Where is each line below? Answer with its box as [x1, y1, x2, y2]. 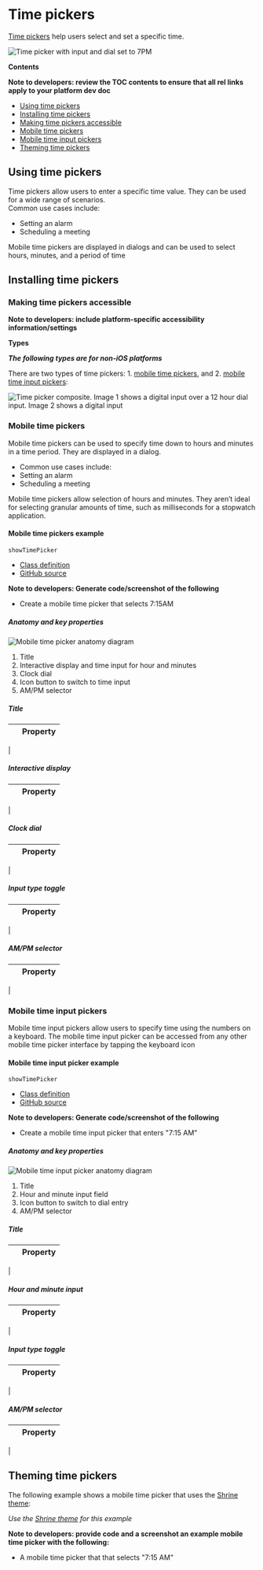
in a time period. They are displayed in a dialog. [8, 446, 162, 456]
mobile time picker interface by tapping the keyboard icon [8, 1040, 195, 1050]
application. [8, 510, 46, 520]
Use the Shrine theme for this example [8, 1513, 133, 1523]
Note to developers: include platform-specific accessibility [8, 315, 205, 324]
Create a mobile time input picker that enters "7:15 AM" [19, 1128, 198, 1138]
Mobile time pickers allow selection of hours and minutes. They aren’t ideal [8, 494, 250, 503]
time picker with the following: [8, 1537, 110, 1546]
